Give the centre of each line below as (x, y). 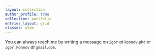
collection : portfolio (28, 19)
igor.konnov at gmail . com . (31, 47)
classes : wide (20, 28)
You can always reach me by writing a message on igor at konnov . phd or (78, 42)
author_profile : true (27, 14)
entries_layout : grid (27, 23)
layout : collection (25, 10)
